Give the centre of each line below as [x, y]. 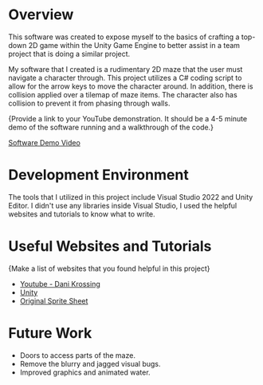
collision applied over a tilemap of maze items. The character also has [123, 94]
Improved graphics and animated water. [85, 372]
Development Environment [98, 175]
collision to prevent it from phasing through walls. [89, 103]
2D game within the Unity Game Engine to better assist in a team [134, 45]
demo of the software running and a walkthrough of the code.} [111, 127]
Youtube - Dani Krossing [60, 284]
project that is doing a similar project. [69, 54]
